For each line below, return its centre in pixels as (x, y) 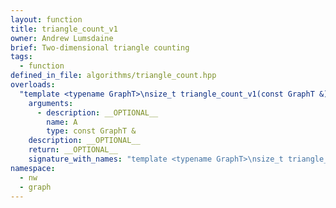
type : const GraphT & (91, 131)
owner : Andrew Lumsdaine (62, 38)
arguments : (51, 103)
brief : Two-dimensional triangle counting (100, 47)
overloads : (33, 85)
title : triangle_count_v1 (64, 29)
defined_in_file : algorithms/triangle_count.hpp (113, 76)
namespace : (33, 168)
